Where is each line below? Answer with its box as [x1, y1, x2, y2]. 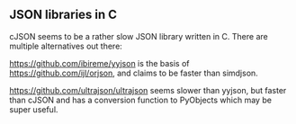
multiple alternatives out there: [9, 40, 123, 51]
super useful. [9, 103, 58, 115]
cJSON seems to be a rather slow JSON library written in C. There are [9, 31, 268, 41]
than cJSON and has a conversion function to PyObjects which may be [9, 94, 273, 105]
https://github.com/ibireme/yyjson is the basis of [9, 58, 191, 68]
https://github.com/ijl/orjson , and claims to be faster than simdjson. [9, 67, 258, 78]
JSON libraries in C [9, 7, 118, 22]
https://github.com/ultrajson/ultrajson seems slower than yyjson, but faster [9, 84, 287, 95]
